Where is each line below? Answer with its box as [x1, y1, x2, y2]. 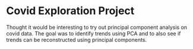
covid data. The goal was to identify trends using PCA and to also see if [6, 30, 181, 37]
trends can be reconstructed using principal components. [6, 36, 147, 43]
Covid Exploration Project [6, 4, 135, 18]
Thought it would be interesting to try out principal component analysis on [6, 24, 188, 31]
